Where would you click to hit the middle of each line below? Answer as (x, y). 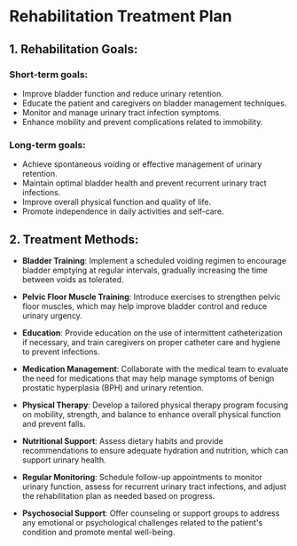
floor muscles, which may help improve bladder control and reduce (145, 306)
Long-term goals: (47, 145)
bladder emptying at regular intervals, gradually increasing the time (145, 270)
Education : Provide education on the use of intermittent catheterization (152, 332)
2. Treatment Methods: (74, 239)
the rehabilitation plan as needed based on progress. (118, 495)
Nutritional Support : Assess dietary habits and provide (123, 440)
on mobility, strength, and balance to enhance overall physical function (152, 414)
